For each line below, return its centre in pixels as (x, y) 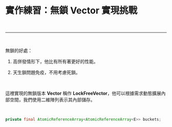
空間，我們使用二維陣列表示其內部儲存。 (52, 99)
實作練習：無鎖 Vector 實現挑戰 (71, 11)
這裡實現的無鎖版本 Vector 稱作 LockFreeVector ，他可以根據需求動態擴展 (83, 93)
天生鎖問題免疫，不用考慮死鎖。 (46, 72)
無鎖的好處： (19, 50)
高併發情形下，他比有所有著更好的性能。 (55, 61)
